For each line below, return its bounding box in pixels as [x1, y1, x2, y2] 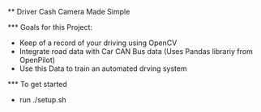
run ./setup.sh [19, 95, 66, 104]
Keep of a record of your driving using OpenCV [19, 38, 178, 48]
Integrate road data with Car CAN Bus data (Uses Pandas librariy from [19, 47, 253, 56]
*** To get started [7, 80, 68, 89]
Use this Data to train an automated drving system [19, 64, 187, 73]
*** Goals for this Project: [7, 23, 93, 31]
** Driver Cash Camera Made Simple [7, 7, 130, 16]
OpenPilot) [19, 56, 56, 64]
